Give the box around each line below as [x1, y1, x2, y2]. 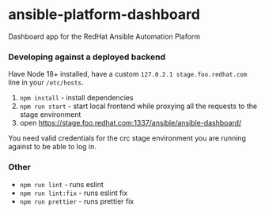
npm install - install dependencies [19, 93, 134, 103]
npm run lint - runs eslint [19, 179, 104, 189]
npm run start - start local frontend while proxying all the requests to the [19, 101, 258, 111]
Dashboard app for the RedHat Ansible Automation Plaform [8, 32, 201, 41]
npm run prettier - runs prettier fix [19, 196, 134, 206]
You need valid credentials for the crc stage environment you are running [8, 133, 247, 143]
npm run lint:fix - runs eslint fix [19, 188, 128, 197]
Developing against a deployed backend [8, 51, 166, 62]
